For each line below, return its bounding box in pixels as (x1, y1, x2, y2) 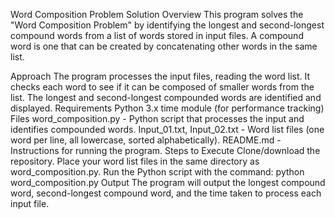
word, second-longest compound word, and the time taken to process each (10, 187, 322, 199)
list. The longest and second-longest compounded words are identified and (10, 92, 322, 103)
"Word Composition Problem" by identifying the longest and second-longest (10, 19, 325, 31)
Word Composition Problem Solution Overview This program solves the (10, 9, 304, 20)
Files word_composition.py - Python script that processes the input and (10, 113, 305, 124)
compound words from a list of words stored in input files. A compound (10, 30, 304, 41)
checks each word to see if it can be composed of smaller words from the (10, 81, 315, 93)
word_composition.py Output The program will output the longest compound (10, 177, 326, 188)
